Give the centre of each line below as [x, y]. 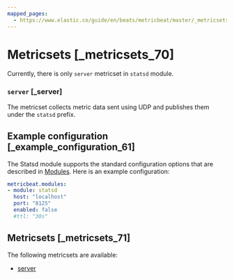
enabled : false [36, 210]
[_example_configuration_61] [71, 147]
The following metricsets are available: [63, 255]
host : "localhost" [40, 197]
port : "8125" [32, 204]
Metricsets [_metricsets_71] [69, 238]
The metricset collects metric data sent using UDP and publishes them [108, 107]
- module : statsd [32, 191]
